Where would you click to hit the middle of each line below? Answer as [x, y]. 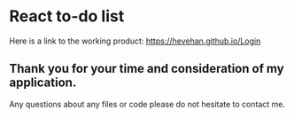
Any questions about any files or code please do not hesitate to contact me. [147, 104]
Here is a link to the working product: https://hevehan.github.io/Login [135, 41]
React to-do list [67, 16]
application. [43, 83]
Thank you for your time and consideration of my [147, 69]
